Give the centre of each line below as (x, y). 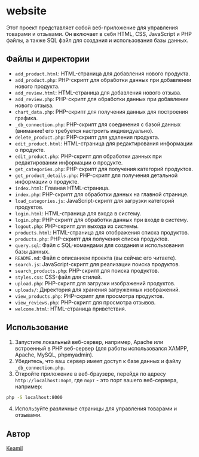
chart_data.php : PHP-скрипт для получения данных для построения (101, 111)
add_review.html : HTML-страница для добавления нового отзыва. (98, 92)
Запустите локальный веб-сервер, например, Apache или (89, 342)
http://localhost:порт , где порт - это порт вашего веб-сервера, (96, 380)
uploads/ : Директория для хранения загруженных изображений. (97, 290)
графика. (26, 118)
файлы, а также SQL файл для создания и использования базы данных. (97, 40)
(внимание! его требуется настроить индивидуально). (84, 130)
